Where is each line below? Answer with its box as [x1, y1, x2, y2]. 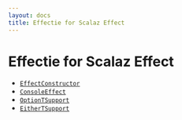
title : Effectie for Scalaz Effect [8, 19, 125, 27]
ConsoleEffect [19, 88, 66, 96]
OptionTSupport [19, 96, 70, 104]
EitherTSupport [19, 105, 70, 113]
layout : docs [8, 11, 51, 20]
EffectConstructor [19, 80, 80, 88]
